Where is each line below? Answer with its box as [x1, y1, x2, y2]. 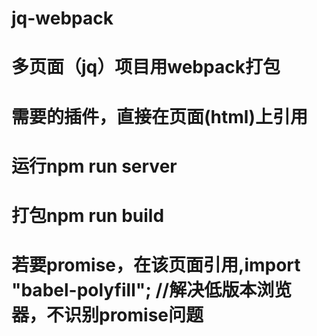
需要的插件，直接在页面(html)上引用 [11, 105, 308, 128]
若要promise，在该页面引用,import [11, 254, 301, 277]
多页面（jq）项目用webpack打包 [11, 56, 281, 79]
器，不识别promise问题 [11, 304, 204, 327]
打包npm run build [11, 204, 165, 227]
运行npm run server [11, 155, 178, 177]
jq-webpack [11, 7, 114, 30]
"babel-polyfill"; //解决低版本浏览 [11, 279, 293, 302]
